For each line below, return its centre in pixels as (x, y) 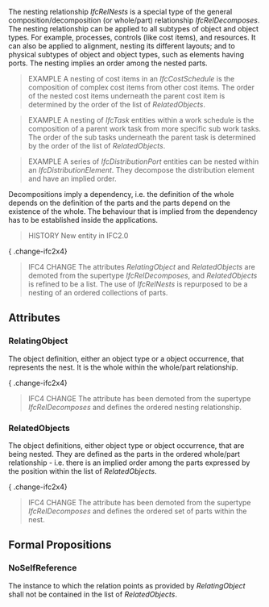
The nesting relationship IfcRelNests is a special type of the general (120, 12)
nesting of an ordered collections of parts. (98, 293)
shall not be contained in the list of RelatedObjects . (93, 594)
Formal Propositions (60, 545)
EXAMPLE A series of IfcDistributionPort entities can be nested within (143, 161)
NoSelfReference (43, 568)
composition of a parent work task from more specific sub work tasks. (145, 129)
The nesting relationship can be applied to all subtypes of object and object (134, 29)
